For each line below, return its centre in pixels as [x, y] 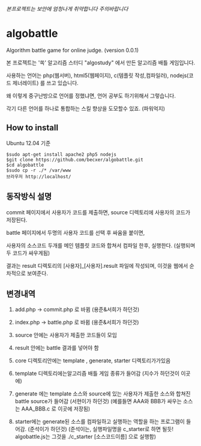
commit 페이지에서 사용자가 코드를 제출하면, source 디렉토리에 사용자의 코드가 [98, 212]
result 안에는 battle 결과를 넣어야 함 [57, 348]
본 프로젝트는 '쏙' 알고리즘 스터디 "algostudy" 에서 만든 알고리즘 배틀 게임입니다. [101, 63]
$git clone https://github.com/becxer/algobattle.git [75, 160]
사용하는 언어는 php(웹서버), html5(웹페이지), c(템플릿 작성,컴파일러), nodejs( [97, 75]
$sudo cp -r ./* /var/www [38, 170]
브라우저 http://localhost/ [39, 176]
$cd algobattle [25, 165]
